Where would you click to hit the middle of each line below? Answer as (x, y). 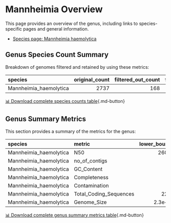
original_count (92, 79)
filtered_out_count (137, 79)
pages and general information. (56, 29)
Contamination (91, 185)
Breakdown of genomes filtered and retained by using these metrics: (77, 67)
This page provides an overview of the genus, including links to (72, 23)
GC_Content (88, 169)
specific (14, 29)
